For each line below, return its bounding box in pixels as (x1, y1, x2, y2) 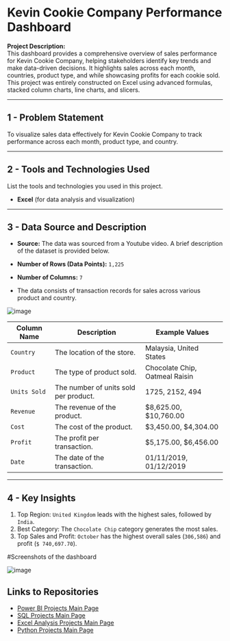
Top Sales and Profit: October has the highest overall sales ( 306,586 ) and (16, 532, 221, 540)
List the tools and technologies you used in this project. (7, 181, 163, 190)
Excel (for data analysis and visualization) (16, 195, 135, 203)
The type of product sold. (54, 368, 137, 377)
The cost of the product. (54, 423, 133, 432)
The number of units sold (54, 383, 136, 392)
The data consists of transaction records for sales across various (16, 286, 201, 295)
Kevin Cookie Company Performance (7, 5, 222, 21)
